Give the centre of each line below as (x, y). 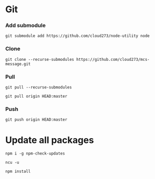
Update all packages (50, 140)
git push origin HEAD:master (36, 120)
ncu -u (12, 163)
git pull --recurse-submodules (39, 87)
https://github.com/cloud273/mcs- (113, 59)
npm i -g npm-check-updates (35, 154)
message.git (18, 64)
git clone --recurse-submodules (40, 59)
